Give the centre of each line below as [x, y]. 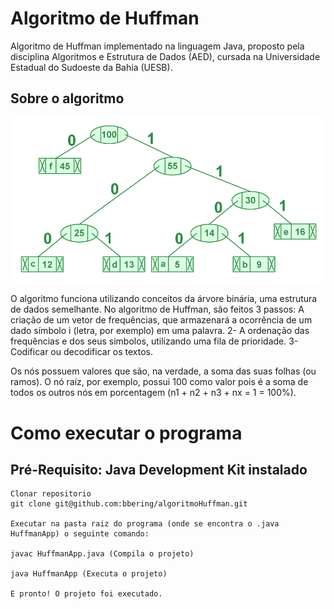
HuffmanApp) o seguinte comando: [80, 534]
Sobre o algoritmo [67, 98]
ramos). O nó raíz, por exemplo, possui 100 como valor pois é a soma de [159, 382]
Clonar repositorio [51, 494]
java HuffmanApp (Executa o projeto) [89, 574]
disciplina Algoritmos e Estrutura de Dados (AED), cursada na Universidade [165, 56]
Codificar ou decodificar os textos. [82, 352]
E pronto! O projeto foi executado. [86, 594]
